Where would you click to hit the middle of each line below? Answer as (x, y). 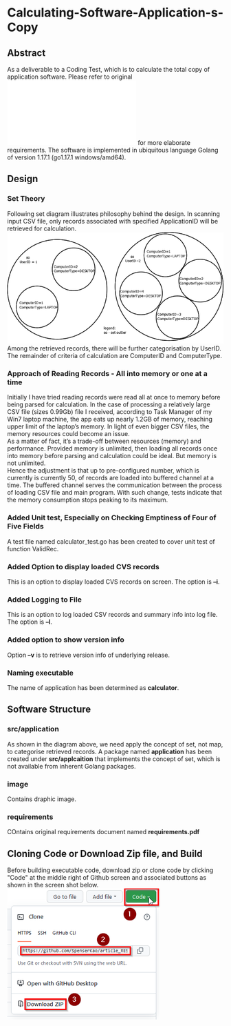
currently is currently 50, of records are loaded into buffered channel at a (111, 478)
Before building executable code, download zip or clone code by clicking (110, 870)
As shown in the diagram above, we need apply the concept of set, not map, (115, 744)
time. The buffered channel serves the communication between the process (114, 485)
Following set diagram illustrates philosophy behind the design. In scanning (113, 214)
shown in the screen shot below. (53, 885)
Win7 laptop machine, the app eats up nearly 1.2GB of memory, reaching (110, 420)
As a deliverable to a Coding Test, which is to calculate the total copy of (109, 69)
